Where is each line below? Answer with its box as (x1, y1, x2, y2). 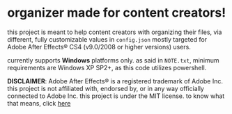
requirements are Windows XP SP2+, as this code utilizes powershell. (7, 63, 207, 72)
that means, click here (7, 99, 71, 107)
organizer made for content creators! (7, 5, 226, 21)
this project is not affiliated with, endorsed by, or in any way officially (7, 84, 204, 92)
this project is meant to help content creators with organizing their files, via (7, 28, 222, 36)
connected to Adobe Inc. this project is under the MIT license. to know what (7, 92, 225, 100)
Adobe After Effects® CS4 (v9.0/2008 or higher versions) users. (7, 42, 192, 51)
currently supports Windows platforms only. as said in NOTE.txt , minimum (7, 56, 219, 64)
